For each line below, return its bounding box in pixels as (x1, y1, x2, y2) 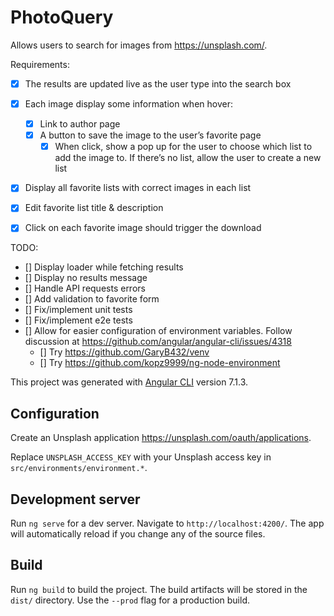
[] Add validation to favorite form (24, 293, 160, 305)
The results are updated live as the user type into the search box (24, 77, 292, 90)
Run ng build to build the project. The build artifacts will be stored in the (10, 583, 308, 595)
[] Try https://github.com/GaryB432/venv (39, 346, 210, 358)
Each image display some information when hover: (24, 98, 233, 110)
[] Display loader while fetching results (24, 261, 184, 273)
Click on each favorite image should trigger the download (24, 222, 262, 234)
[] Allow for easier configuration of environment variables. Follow (24, 325, 293, 337)
